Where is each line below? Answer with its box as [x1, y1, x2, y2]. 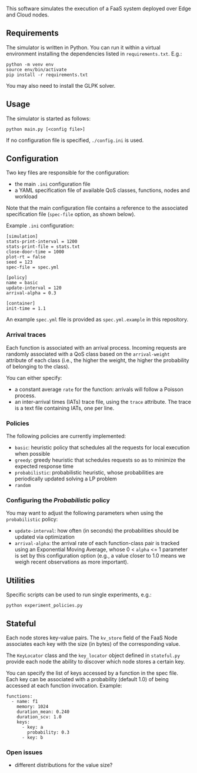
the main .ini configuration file [14, 181, 91, 188]
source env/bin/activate [6, 67, 67, 72]
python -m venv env [6, 61, 54, 67]
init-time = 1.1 [6, 306, 46, 311]
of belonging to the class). [6, 363, 69, 370]
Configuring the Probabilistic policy [6, 496, 110, 504]
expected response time [14, 463, 74, 470]
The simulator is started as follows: [6, 115, 91, 122]
